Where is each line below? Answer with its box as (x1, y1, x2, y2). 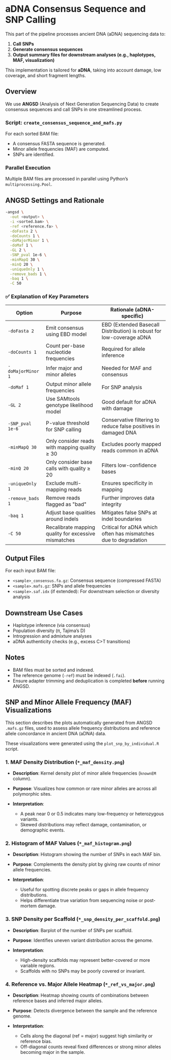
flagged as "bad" (45, 501, 87, 508)
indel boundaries (101, 515, 142, 523)
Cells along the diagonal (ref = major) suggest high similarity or (20, 1032, 153, 1039)
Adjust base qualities (45, 509, 96, 516)
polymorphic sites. (12, 791, 52, 797)
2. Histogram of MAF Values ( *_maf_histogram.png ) (5, 840, 132, 847)
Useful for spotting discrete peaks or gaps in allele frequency (20, 887, 149, 893)
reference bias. (20, 1038, 52, 1044)
